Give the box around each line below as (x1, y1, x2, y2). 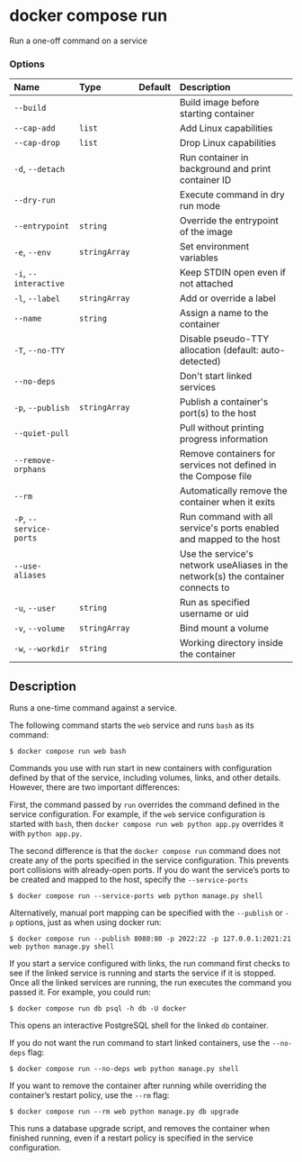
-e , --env (13, 246, 51, 259)
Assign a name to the (179, 307, 269, 320)
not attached (179, 277, 234, 290)
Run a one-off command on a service (9, 35, 148, 46)
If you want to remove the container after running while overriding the (9, 1080, 267, 1091)
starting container (179, 107, 254, 120)
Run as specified (179, 596, 250, 609)
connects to (179, 582, 230, 595)
